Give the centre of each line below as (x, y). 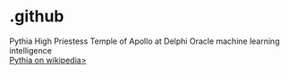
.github (37, 16)
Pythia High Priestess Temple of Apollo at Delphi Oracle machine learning (144, 41)
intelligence (30, 50)
